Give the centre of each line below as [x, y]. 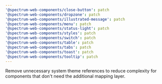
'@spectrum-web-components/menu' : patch [48, 24]
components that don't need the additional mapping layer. [65, 76]
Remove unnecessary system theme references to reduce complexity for [81, 71]
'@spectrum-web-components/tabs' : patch [48, 47]
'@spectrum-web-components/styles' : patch [50, 33]
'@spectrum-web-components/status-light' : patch [57, 29]
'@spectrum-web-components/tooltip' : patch [52, 57]
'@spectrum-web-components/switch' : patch [50, 38]
